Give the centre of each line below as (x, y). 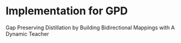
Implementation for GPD (67, 11)
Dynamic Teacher (27, 33)
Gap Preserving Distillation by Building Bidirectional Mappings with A (90, 27)
